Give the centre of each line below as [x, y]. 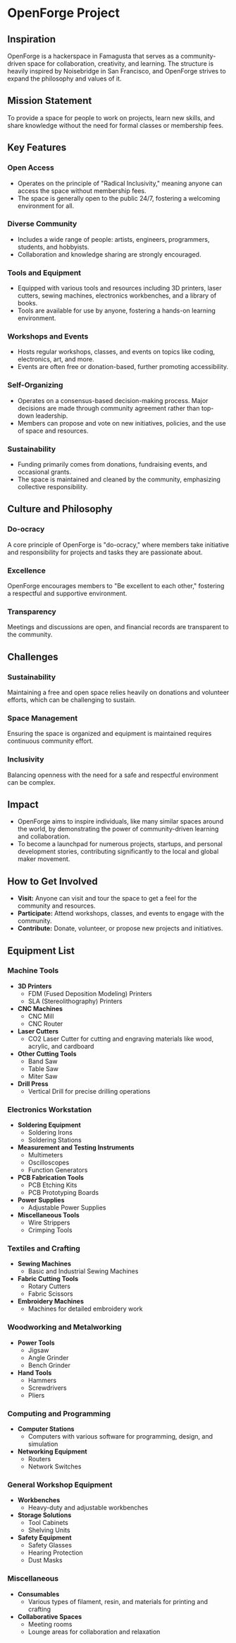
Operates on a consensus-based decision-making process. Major [113, 400]
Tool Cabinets [48, 1523]
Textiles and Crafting [44, 1249]
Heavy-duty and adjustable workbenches [88, 1508]
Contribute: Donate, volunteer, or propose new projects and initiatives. [120, 928]
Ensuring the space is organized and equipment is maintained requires [110, 734]
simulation [43, 1444]
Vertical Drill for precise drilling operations [89, 1091]
